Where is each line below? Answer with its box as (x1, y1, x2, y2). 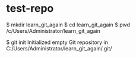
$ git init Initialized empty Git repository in (6, 39, 108, 46)
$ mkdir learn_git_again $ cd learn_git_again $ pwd (6, 21, 131, 28)
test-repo (6, 2, 54, 15)
